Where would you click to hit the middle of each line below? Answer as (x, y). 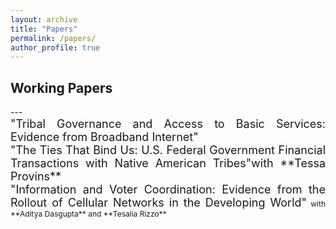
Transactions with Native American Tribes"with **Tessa (168, 163)
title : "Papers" (44, 29)
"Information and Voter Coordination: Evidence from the (168, 189)
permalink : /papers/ (53, 38)
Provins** (36, 176)
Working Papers (61, 87)
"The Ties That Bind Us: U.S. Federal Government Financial (168, 150)
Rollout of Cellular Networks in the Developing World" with (168, 203)
